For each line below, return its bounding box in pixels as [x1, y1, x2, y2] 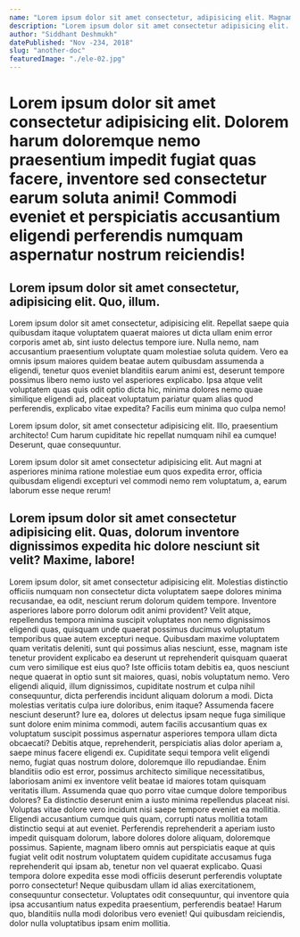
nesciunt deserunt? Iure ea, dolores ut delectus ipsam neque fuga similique [9, 709, 286, 719]
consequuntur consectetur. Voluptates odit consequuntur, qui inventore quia [9, 889, 290, 900]
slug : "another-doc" [9, 46, 87, 55]
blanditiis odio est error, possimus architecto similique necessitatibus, [9, 766, 265, 776]
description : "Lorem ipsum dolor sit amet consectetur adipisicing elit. [9, 21, 290, 30]
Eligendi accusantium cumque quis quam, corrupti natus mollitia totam [9, 813, 268, 824]
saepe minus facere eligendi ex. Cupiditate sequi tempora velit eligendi [9, 747, 271, 758]
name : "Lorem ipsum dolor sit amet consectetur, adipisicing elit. [9, 12, 266, 22]
